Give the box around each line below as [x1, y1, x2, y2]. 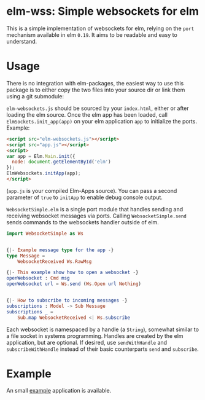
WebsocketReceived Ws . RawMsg [17, 258, 92, 265]
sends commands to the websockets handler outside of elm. [6, 218, 160, 225]
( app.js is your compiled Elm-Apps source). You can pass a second [6, 187, 177, 194]
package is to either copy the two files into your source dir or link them [6, 86, 185, 93]
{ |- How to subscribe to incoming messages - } [6, 297, 128, 304]
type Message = [6, 253, 45, 259]
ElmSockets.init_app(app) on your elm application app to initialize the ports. [6, 117, 198, 125]
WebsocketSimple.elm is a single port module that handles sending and [6, 205, 183, 213]
